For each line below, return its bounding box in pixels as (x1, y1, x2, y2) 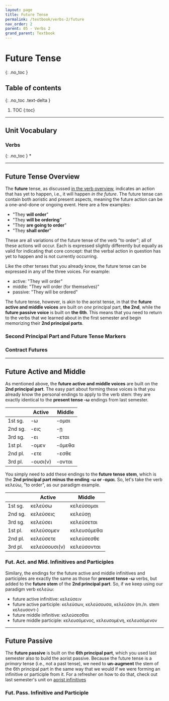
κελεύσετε (30, 535, 56, 542)
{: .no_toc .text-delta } (5, 97, 51, 103)
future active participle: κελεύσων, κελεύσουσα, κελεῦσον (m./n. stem (12, 601, 159, 607)
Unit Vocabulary (5, 127, 57, 135)
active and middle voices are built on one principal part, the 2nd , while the (5, 304, 161, 310)
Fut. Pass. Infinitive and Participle (5, 689, 89, 696)
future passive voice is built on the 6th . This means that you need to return (5, 310, 162, 316)
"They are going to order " (12, 222, 67, 228)
